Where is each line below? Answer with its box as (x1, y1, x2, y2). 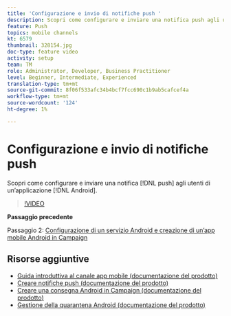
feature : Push (7, 23, 48, 30)
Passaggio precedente (7, 212, 74, 221)
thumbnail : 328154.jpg (7, 42, 72, 49)
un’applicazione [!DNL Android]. (7, 186, 98, 194)
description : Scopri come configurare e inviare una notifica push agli (7, 16, 220, 23)
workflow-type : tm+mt (7, 93, 69, 100)
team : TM (7, 61, 32, 68)
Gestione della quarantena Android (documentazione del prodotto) (16, 300, 206, 309)
